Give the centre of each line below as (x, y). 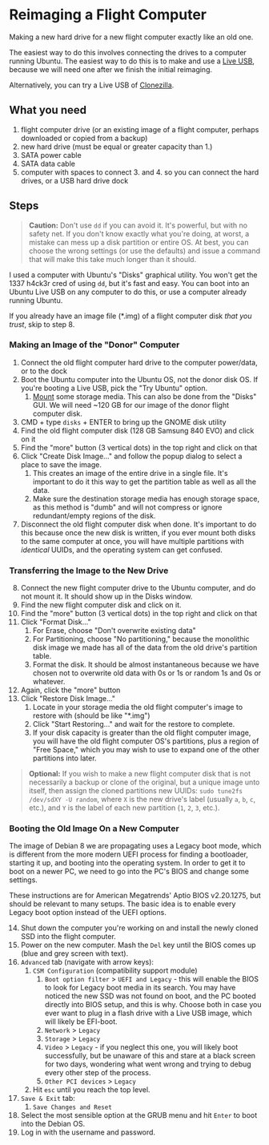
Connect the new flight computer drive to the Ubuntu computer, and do (138, 588)
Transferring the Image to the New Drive (89, 570)
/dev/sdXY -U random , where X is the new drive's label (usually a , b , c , (142, 800)
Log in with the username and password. (88, 1132)
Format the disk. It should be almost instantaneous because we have (146, 665)
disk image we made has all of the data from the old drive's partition (145, 647)
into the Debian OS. (53, 1124)
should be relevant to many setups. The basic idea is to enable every (122, 904)
